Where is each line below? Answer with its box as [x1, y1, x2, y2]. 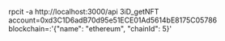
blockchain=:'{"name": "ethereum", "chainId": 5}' [8, 24, 172, 33]
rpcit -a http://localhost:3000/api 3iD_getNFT [8, 7, 159, 16]
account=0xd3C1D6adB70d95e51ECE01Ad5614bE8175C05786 [8, 15, 217, 25]
